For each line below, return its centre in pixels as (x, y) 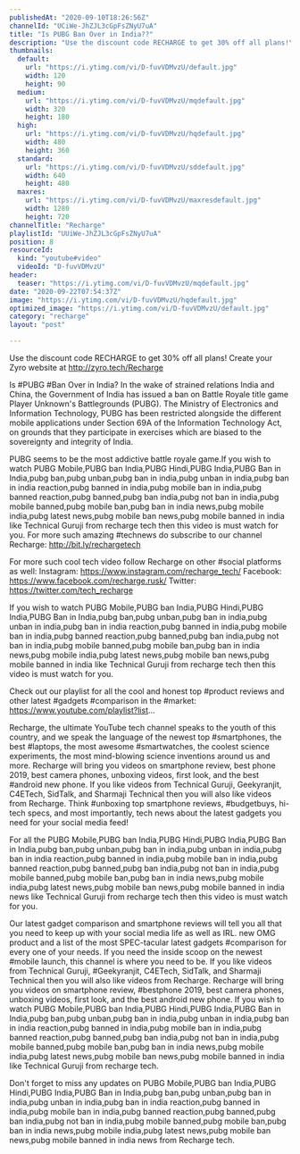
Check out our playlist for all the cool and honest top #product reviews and (147, 691)
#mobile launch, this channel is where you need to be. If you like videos (141, 962)
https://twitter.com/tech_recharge (71, 590)
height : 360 (47, 150)
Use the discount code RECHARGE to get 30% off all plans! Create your (141, 358)
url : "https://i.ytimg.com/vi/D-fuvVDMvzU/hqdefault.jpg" (135, 134)
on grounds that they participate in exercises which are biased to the (135, 432)
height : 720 (47, 217)
